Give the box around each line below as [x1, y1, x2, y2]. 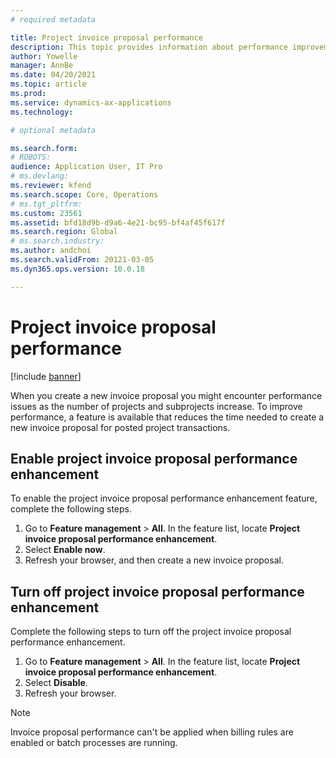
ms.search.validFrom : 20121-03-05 [10, 255, 155, 265]
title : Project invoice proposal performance [10, 32, 203, 43]
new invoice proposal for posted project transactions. [10, 421, 231, 433]
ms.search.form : [10, 143, 78, 153]
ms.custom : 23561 [10, 208, 83, 218]
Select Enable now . [24, 544, 106, 556]
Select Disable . [24, 677, 88, 689]
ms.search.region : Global [10, 227, 118, 237]
